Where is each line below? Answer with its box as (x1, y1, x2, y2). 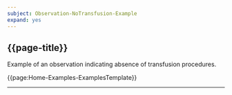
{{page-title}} (7, 42, 68, 54)
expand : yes (7, 17, 41, 23)
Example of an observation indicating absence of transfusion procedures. (7, 60, 217, 69)
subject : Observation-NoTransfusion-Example (7, 10, 137, 17)
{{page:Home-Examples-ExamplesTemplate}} (7, 74, 137, 82)
